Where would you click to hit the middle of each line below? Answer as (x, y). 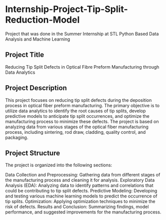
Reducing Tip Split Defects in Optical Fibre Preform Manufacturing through (82, 67)
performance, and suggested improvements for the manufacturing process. (83, 212)
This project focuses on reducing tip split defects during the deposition (78, 100)
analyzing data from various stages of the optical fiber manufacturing (77, 127)
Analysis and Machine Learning (38, 39)
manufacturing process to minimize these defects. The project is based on (82, 121)
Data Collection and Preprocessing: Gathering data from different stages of (83, 175)
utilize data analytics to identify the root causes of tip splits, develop (76, 111)
